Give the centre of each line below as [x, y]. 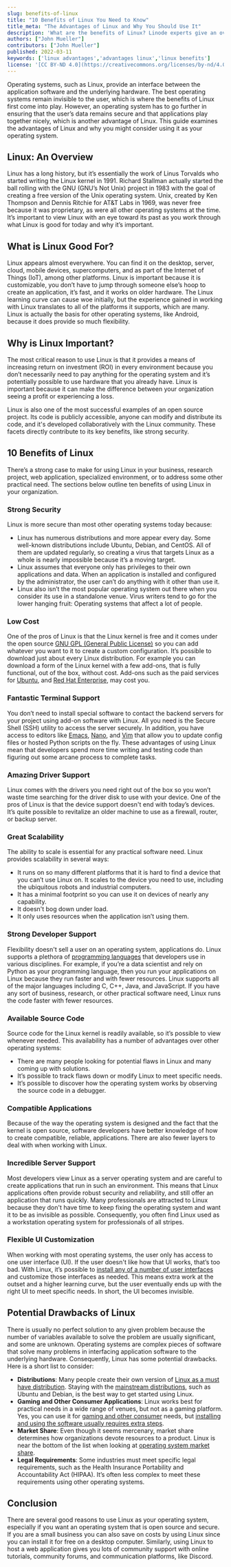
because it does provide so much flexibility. [69, 321]
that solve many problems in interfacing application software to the [102, 1351]
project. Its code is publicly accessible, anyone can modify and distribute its [114, 417]
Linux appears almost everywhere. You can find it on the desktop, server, [111, 263]
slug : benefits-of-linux [43, 13]
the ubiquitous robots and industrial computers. [84, 887]
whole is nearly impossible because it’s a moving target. [96, 560]
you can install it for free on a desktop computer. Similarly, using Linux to [110, 1542]
